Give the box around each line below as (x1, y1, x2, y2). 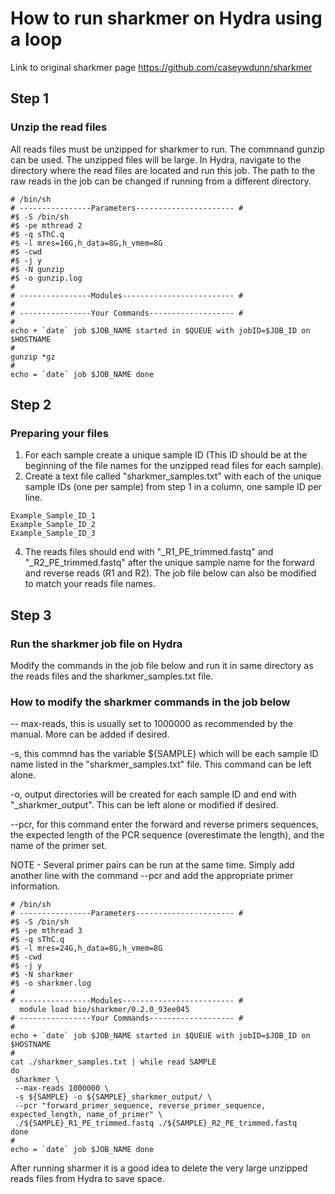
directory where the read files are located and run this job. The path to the (10, 164, 316, 176)
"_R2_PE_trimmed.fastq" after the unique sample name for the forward (24, 557, 315, 569)
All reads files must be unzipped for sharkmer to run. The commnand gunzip (10, 143, 325, 155)
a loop (10, 28, 63, 51)
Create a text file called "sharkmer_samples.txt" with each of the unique (24, 470, 322, 482)
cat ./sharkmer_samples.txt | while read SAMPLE (10, 1057, 217, 1067)
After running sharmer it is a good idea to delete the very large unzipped (10, 1162, 308, 1174)
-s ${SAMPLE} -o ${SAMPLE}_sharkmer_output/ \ (14, 1092, 213, 1102)
